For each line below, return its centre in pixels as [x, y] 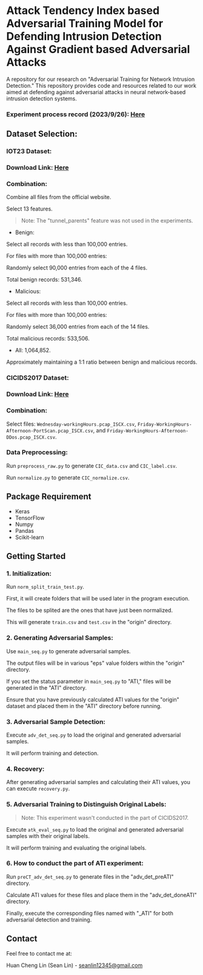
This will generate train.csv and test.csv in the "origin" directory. [89, 622]
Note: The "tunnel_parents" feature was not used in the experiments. [107, 221]
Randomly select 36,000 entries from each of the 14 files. [78, 327]
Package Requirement [49, 497]
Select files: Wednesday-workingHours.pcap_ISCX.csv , [71, 424]
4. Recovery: [25, 769]
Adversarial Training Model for [85, 23]
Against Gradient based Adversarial [98, 50]
